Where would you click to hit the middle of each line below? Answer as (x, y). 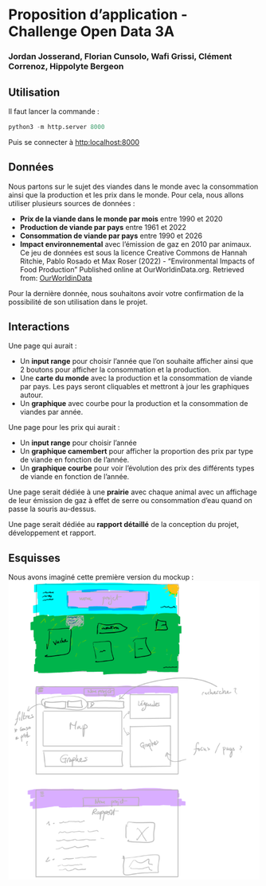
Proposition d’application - (98, 15)
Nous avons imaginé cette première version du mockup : (101, 577)
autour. (31, 395)
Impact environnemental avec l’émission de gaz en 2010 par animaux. (136, 244)
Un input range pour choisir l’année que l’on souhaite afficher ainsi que (136, 361)
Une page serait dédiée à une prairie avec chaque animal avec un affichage (133, 492)
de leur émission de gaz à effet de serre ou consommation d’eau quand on (130, 501)
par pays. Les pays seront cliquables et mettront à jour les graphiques (134, 387)
